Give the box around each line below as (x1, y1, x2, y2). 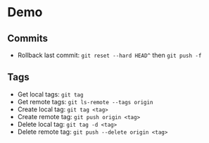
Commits (7, 32, 48, 44)
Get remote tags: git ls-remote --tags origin (17, 97, 153, 106)
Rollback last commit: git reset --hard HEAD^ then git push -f (17, 51, 202, 59)
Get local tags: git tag (17, 89, 84, 99)
